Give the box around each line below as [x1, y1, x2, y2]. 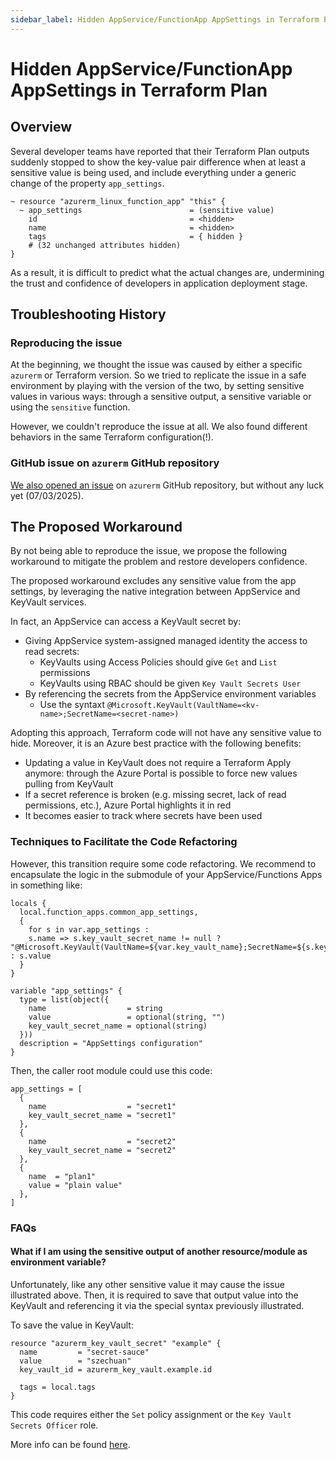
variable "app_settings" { [10, 986, 123, 996]
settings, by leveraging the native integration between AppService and [10, 586, 301, 598]
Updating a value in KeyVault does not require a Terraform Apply [24, 757, 292, 769]
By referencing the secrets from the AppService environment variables [24, 688, 317, 700]
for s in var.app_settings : [28, 924, 150, 935]
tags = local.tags [19, 1382, 97, 1392]
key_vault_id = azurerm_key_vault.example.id [19, 1364, 213, 1375]
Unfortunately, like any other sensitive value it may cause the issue [10, 1278, 285, 1290]
